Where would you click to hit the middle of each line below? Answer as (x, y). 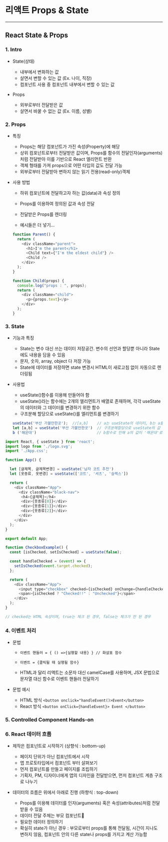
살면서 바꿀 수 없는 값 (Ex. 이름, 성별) (56, 111)
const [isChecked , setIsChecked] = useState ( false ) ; (66, 552)
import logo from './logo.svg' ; (39, 446)
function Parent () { (34, 234)
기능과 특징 (23, 338)
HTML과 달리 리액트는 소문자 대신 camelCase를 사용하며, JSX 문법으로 (90, 672)
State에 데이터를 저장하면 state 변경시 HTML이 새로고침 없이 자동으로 (88, 367)
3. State (15, 326)
